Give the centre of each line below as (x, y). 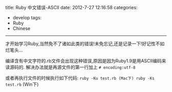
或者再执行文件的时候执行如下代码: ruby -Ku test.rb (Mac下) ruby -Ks (80, 78)
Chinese (21, 28)
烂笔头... (14, 50)
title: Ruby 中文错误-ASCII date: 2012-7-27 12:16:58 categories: (71, 7)
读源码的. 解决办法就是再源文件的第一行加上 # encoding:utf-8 (70, 67)
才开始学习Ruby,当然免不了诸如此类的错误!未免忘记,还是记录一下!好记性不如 (85, 44)
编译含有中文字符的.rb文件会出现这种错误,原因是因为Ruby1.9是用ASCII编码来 (86, 61)
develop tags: (27, 18)
